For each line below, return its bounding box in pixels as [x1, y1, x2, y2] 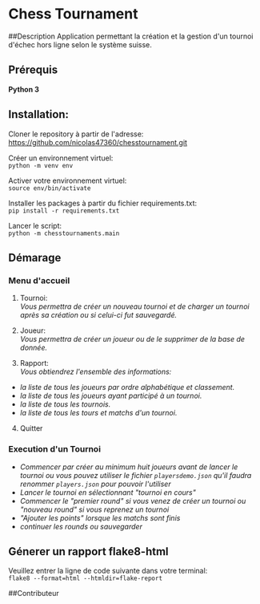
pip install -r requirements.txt [8, 206, 120, 215]
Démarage [8, 250, 62, 265]
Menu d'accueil [8, 274, 70, 286]
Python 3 [8, 84, 40, 94]
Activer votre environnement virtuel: [8, 176, 127, 185]
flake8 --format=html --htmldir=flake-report [8, 574, 162, 582]
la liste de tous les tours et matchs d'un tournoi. [19, 408, 178, 418]
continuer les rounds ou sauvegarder [19, 521, 142, 531]
